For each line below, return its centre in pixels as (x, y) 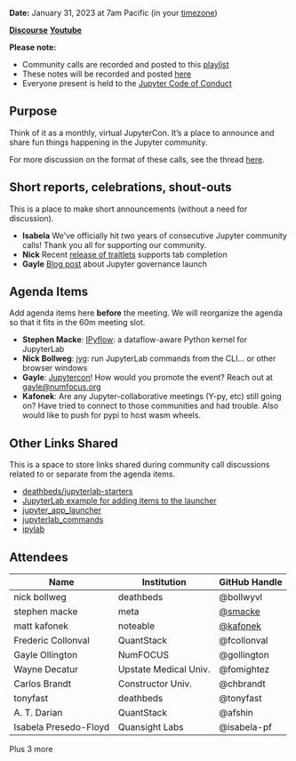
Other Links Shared (64, 443)
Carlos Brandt (43, 684)
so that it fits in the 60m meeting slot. (77, 323)
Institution (164, 582)
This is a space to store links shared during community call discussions (140, 465)
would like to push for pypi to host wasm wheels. (112, 415)
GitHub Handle (251, 582)
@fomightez (244, 669)
